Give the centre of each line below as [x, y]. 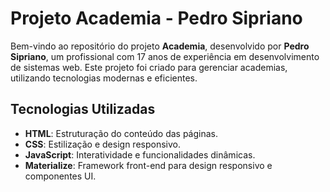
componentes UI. [60, 176]
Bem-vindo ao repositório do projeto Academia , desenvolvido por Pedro [160, 46]
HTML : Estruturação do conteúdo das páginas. [121, 133]
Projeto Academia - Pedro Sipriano [156, 18]
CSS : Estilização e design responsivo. [102, 144]
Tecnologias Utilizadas [83, 109]
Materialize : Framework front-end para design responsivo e [148, 165]
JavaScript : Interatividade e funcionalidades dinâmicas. [140, 154]
